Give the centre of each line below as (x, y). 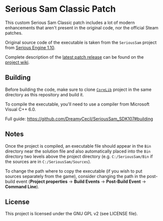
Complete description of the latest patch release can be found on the (74, 57)
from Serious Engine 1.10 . (30, 47)
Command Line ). (22, 186)
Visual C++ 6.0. (20, 109)
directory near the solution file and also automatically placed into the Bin (78, 151)
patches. (14, 33)
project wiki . (18, 62)
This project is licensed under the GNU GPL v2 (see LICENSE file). (71, 214)
